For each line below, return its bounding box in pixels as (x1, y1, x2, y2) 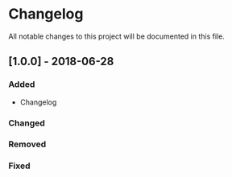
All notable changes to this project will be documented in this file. (8, 31, 226, 41)
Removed (8, 138, 47, 150)
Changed (8, 117, 46, 129)
